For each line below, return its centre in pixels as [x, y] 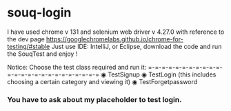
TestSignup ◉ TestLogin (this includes [162, 74]
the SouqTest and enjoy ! [42, 54]
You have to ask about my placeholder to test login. [94, 99]
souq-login [39, 13]
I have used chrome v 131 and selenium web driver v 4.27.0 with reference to [116, 32]
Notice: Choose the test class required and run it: [77, 67]
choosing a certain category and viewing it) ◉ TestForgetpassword [102, 81]
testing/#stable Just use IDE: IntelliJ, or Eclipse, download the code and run [114, 46]
